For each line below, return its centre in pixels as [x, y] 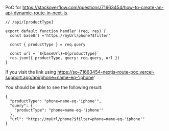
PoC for [13, 7]
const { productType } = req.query [48, 45]
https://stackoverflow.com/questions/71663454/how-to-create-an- [93, 7]
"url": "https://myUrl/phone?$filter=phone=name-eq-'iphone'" [77, 119]
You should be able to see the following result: [54, 87]
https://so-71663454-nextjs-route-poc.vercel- [106, 72]
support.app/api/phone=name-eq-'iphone [50, 77]
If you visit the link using [31, 72]
